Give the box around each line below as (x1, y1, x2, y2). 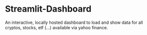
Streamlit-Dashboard (5, 3, 92, 15)
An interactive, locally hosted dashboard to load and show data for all (5, 19, 144, 25)
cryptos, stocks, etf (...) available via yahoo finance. (5, 24, 108, 30)
